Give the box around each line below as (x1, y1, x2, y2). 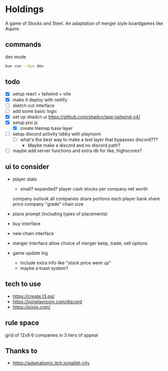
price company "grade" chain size (12, 201, 84, 207)
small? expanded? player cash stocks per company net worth (20, 185, 148, 192)
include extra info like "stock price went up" (20, 259, 111, 266)
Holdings (5, 4, 44, 15)
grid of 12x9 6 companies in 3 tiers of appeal (5, 332, 98, 338)
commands (5, 40, 41, 49)
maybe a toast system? (20, 265, 69, 271)
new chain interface (12, 230, 54, 236)
